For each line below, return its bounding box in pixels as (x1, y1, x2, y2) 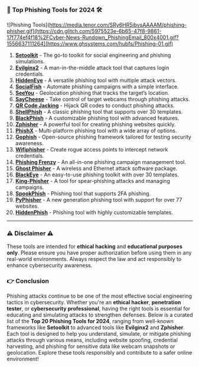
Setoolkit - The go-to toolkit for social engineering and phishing (15, 51, 171, 59)
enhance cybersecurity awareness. (6, 262, 93, 269)
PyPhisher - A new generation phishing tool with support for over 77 (15, 197, 182, 204)
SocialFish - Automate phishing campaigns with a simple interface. (15, 83, 179, 91)
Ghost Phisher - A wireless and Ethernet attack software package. (15, 165, 178, 172)
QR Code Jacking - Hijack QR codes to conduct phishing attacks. (15, 102, 175, 109)
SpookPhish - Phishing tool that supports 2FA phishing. (15, 190, 151, 197)
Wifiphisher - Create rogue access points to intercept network (15, 146, 168, 153)
